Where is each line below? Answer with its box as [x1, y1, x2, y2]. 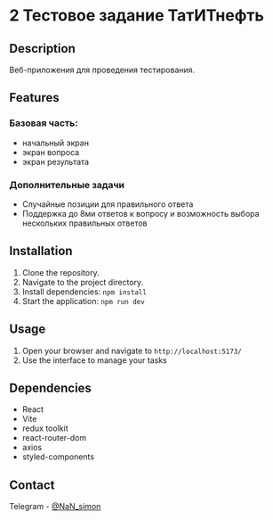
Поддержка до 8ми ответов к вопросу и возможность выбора [21, 208, 260, 219]
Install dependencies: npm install [21, 286, 147, 297]
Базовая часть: [9, 117, 78, 129]
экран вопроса [21, 146, 80, 157]
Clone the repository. [21, 267, 100, 277]
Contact [9, 477, 55, 492]
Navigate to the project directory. [21, 277, 144, 287]
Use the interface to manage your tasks [21, 354, 167, 366]
